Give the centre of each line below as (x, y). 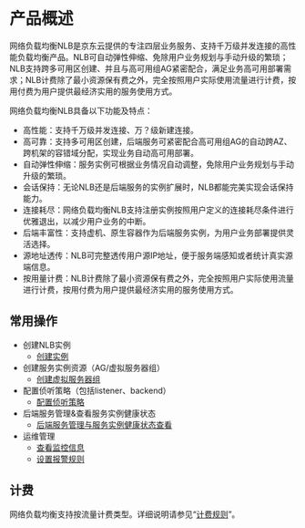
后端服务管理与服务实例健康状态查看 (104, 424)
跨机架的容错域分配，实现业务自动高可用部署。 (110, 152)
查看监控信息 (60, 447)
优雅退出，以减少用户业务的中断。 (86, 221)
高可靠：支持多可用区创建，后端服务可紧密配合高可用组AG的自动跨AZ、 (157, 141)
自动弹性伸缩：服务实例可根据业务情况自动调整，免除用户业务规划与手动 (158, 164)
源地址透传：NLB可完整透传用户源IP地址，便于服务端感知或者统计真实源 (158, 255)
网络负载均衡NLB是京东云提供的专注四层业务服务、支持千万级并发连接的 (145, 46)
